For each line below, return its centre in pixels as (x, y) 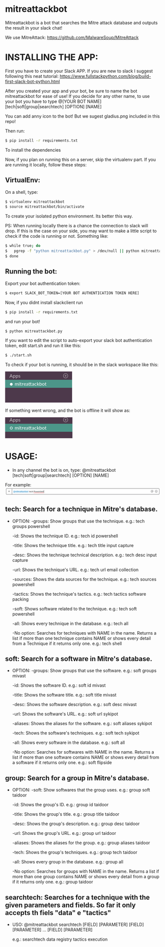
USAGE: (21, 457)
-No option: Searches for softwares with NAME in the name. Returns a (83, 752)
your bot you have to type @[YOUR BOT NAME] (53, 101)
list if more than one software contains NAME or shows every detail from (86, 757)
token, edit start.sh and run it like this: (43, 346)
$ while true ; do (23, 246)
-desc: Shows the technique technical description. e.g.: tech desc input (84, 555)
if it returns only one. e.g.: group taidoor (53, 882)
